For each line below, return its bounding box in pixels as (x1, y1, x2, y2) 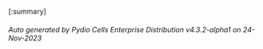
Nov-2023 (8, 33, 42, 43)
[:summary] (8, 7, 46, 16)
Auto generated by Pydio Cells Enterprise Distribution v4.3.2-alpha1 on (8, 24, 241, 34)
